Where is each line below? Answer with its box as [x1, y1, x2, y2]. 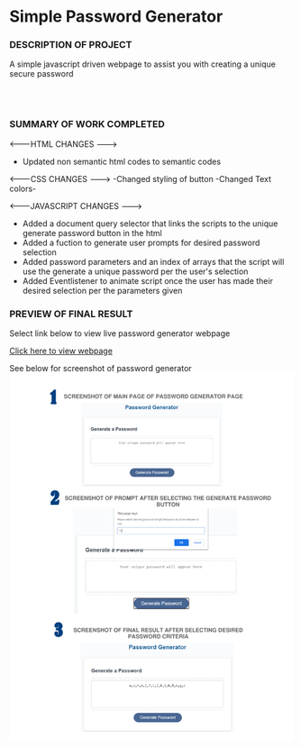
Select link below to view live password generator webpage [9, 328, 231, 339]
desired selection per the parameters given [22, 285, 183, 296]
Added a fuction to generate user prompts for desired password [22, 237, 260, 248]
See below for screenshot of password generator [9, 363, 192, 374]
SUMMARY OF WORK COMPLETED [9, 118, 165, 131]
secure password [9, 68, 74, 79]
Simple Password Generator [9, 6, 223, 27]
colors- [9, 183, 37, 194]
